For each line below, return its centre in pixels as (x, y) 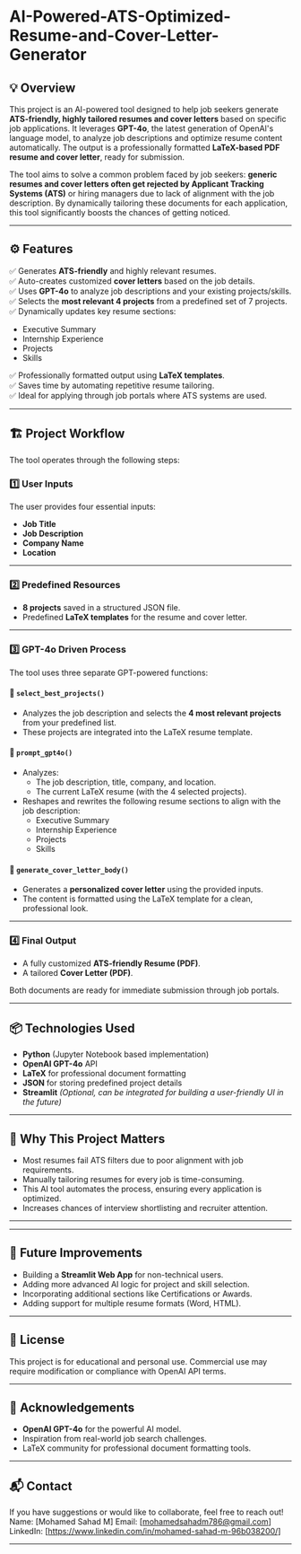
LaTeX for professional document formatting (104, 1074)
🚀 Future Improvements (76, 1253)
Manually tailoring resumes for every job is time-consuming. (133, 1180)
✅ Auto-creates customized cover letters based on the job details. (132, 281)
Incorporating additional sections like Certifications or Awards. (137, 1294)
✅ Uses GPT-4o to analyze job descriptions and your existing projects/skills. (150, 291)
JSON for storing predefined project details (102, 1083)
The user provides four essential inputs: (83, 506)
